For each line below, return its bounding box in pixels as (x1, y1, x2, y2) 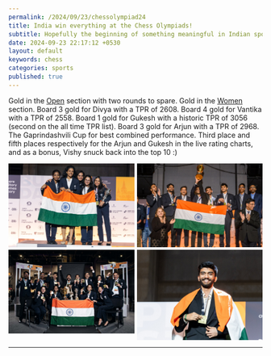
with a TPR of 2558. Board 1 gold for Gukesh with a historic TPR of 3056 (8, 113, 248, 123)
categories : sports (8, 65, 74, 73)
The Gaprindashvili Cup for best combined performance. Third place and (8, 130, 251, 140)
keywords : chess (8, 56, 63, 64)
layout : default (8, 47, 63, 56)
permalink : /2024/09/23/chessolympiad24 (8, 13, 147, 21)
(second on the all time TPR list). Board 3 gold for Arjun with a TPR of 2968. (8, 121, 260, 131)
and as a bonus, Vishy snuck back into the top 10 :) (8, 147, 177, 157)
